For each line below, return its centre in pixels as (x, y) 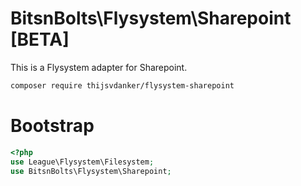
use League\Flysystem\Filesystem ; (82, 162)
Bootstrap (52, 126)
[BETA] (40, 39)
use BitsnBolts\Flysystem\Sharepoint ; (91, 171)
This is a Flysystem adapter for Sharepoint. (99, 67)
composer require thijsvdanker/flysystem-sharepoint (122, 85)
